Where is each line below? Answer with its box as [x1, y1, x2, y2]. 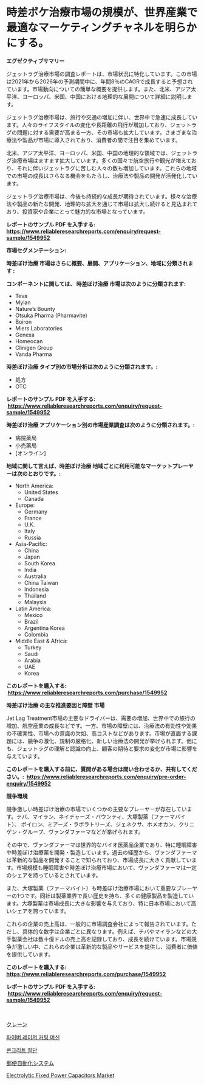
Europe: [15, 501, 35, 509]
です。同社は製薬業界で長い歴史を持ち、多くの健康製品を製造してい [24, 892, 194, 899]
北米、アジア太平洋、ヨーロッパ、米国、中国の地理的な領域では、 [6, 149, 171, 156]
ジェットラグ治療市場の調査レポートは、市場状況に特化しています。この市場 [6, 70, 197, 77]
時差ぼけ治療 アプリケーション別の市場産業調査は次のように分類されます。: [6, 421, 195, 428]
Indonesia [24, 585, 49, 593]
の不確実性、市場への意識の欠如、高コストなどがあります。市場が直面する [6, 730, 192, 737]
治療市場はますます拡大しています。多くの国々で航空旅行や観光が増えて [11, 156, 192, 164]
